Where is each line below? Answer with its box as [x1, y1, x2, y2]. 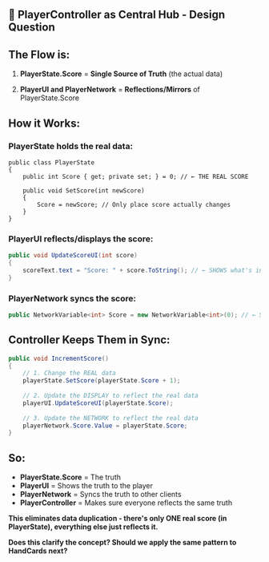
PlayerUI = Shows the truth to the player [19, 481, 154, 491]
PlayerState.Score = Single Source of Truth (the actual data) [19, 69, 223, 79]
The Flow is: [8, 47, 70, 61]
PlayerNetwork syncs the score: [8, 293, 136, 304]
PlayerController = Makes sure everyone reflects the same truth [19, 498, 233, 507]
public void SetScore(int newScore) [22, 186, 146, 195]
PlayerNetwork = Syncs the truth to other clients [19, 490, 182, 499]
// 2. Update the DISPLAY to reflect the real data [22, 392, 199, 400]
